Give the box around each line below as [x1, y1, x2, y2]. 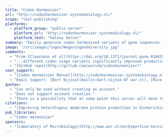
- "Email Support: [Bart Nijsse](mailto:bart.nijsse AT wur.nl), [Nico [9, 77, 162, 82]
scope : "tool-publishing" [5, 17, 59, 22]
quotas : [5, 82, 21, 87]
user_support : [5, 68, 35, 73]
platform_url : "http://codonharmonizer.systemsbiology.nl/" [14, 31, 142, 36]
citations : [5, 101, 28, 106]
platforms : [5, 21, 28, 27]
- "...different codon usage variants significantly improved [9, 59, 142, 64]
